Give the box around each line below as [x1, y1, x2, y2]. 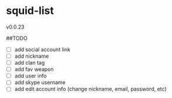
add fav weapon [14, 66, 54, 73]
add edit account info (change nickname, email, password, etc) [14, 86, 167, 93]
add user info [14, 72, 47, 79]
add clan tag [14, 60, 45, 66]
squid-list [6, 4, 54, 17]
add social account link [14, 45, 71, 53]
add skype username [14, 79, 66, 86]
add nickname [14, 52, 49, 60]
